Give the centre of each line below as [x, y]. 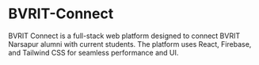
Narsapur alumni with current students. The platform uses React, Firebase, [130, 44]
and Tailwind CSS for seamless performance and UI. [93, 52]
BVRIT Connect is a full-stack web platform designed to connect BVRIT [124, 36]
